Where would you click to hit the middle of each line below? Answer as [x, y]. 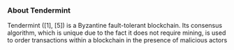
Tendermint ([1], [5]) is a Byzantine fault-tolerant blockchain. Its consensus [115, 26]
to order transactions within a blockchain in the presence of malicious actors [117, 40]
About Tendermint [39, 10]
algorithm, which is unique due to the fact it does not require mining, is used [117, 33]
